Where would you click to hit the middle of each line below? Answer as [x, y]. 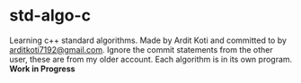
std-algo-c [50, 16]
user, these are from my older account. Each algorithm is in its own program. [151, 59]
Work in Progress [42, 69]
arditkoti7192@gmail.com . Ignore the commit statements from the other [142, 49]
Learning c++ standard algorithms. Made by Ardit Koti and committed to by [148, 40]
